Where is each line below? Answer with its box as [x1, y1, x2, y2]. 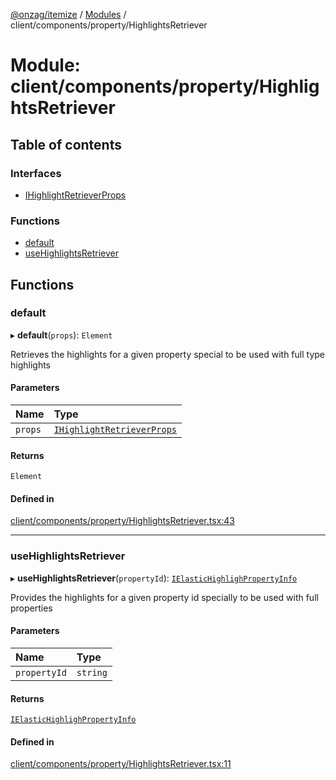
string [76, 667, 108, 678]
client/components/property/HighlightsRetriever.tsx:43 [10, 515, 236, 527]
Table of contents [10, 136, 122, 153]
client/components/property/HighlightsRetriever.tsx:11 [10, 758, 232, 770]
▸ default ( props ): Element [10, 329, 113, 341]
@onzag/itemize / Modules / [10, 9, 127, 20]
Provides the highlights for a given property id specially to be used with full [10, 591, 319, 603]
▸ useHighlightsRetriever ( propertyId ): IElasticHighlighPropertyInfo [10, 572, 298, 584]
